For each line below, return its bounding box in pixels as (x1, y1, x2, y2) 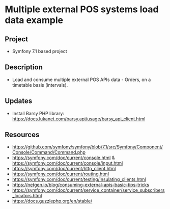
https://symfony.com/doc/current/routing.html (12, 171, 109, 177)
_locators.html (12, 193, 42, 199)
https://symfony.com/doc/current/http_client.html (12, 166, 116, 172)
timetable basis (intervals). (12, 82, 68, 88)
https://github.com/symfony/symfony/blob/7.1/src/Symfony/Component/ (12, 144, 163, 150)
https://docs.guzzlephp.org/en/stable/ (12, 198, 93, 204)
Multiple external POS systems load (5, 4, 159, 15)
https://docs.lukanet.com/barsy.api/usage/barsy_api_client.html (12, 116, 146, 122)
